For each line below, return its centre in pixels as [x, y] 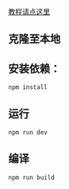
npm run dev [28, 133]
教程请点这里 [29, 12]
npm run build [32, 177]
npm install [28, 87]
